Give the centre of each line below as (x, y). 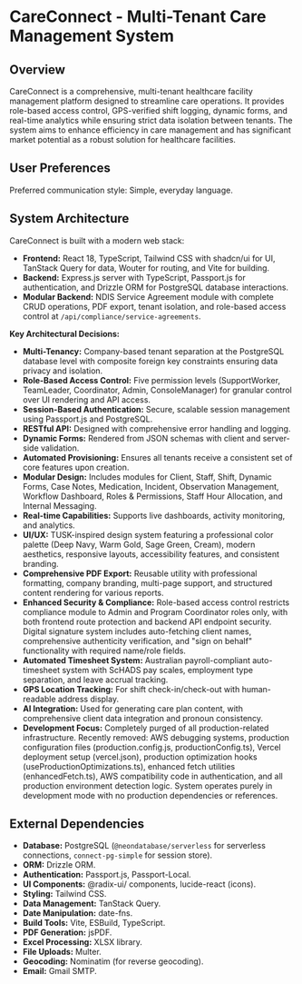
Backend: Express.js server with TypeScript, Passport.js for (134, 277)
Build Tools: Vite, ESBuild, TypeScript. (94, 923)
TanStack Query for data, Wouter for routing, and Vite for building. (146, 268)
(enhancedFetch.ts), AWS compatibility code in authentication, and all (152, 776)
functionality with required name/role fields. (104, 651)
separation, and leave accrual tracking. (95, 680)
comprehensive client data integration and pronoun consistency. (143, 718)
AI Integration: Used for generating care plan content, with (132, 708)
